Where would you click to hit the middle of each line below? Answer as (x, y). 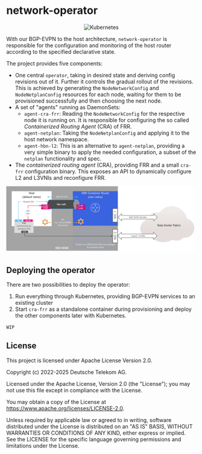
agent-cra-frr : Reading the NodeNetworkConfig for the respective (104, 113)
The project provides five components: (55, 63)
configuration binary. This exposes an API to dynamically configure (108, 171)
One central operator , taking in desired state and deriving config (95, 75)
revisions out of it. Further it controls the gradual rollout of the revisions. (104, 82)
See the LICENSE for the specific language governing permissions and (94, 439)
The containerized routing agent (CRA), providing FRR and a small (97, 165)
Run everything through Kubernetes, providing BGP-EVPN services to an (105, 296)
